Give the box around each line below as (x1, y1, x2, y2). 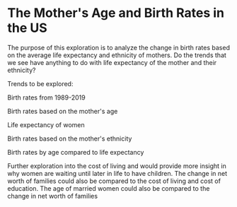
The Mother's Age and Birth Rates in (7, 5, 225, 21)
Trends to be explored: (7, 79, 74, 88)
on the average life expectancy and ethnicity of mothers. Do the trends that (7, 51, 226, 59)
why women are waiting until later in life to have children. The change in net (7, 169, 228, 177)
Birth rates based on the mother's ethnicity (7, 134, 132, 143)
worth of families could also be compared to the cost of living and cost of (7, 177, 221, 185)
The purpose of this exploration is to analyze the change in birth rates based (7, 43, 230, 52)
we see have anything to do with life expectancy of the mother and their (7, 58, 217, 66)
